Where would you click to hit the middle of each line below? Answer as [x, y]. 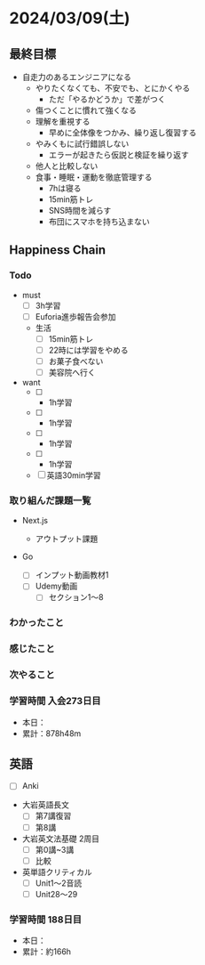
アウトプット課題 [67, 539]
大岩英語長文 [45, 805]
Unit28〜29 [56, 894]
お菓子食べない [76, 361]
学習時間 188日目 [46, 920]
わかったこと [37, 622]
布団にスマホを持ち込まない [99, 222]
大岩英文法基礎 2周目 [61, 839]
